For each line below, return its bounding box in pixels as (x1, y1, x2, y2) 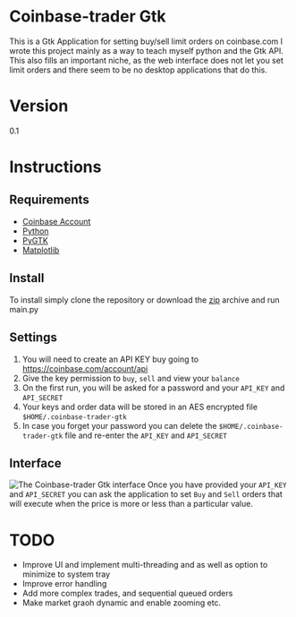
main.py (9, 304, 38, 314)
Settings (9, 330, 58, 346)
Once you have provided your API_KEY (147, 479, 287, 490)
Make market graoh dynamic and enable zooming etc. (21, 597, 222, 608)
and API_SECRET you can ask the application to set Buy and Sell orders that (9, 489, 283, 500)
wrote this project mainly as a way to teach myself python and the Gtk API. (9, 45, 284, 56)
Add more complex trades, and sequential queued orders (21, 588, 233, 599)
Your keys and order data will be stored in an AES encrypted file (21, 401, 258, 412)
